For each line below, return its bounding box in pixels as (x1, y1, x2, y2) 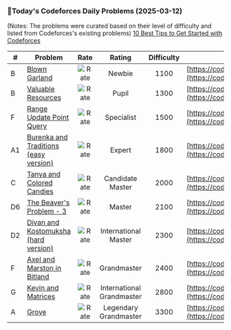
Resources (26, 93, 62, 103)
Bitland (26, 272, 49, 282)
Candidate (104, 174, 137, 183)
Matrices (26, 292, 56, 302)
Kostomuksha (26, 227, 71, 236)
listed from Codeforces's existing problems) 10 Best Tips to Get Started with (7, 29, 223, 37)
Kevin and (26, 283, 59, 293)
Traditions (26, 141, 60, 151)
